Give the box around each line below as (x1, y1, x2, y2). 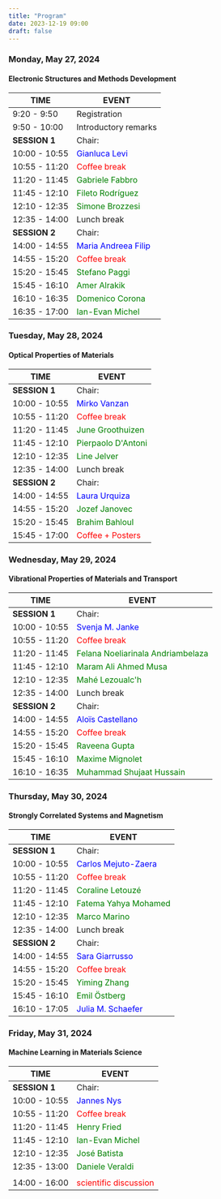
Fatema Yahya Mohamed (76, 897, 172, 909)
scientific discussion (76, 1177, 155, 1188)
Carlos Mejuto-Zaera (76, 857, 158, 869)
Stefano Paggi (76, 266, 130, 277)
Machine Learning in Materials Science (8, 1047, 142, 1057)
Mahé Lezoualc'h (76, 674, 142, 685)
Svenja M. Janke (76, 621, 139, 633)
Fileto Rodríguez (76, 187, 139, 199)
